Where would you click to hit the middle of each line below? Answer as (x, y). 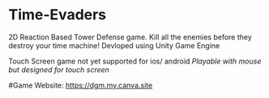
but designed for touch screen (59, 69)
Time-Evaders (58, 15)
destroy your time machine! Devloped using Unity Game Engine (114, 45)
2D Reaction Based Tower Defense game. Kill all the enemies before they (130, 37)
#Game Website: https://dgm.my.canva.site (81, 85)
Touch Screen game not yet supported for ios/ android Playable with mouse (135, 61)
